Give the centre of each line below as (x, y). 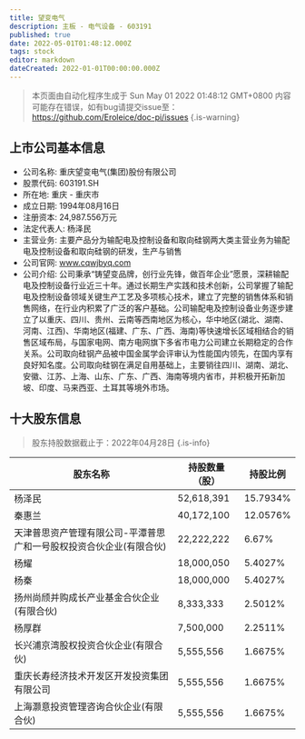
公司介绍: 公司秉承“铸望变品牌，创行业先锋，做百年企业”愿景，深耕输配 (156, 274)
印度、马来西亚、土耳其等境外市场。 (106, 387)
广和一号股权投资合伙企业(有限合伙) (90, 546)
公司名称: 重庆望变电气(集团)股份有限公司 (99, 171)
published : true (40, 35)
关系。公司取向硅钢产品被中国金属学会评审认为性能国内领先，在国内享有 (157, 353)
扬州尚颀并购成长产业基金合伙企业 (87, 597)
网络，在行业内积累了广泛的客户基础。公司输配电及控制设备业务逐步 (158, 308)
